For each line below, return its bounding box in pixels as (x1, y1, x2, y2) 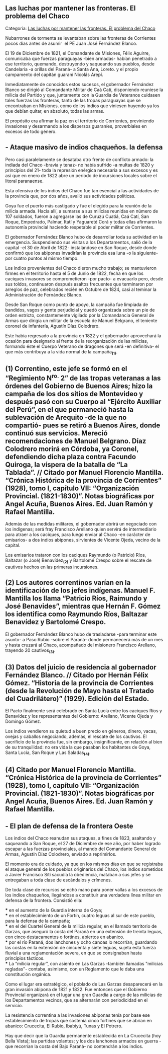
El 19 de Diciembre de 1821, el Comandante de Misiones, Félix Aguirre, (5, 50, 150, 56)
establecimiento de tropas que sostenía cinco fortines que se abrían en (5, 1018, 152, 1024)
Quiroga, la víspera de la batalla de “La (5, 460, 128, 469)
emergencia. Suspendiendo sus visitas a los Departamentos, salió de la (5, 239, 152, 245)
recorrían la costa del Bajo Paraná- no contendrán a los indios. (14, 1043, 143, 1049)
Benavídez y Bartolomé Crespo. (5, 618, 106, 626)
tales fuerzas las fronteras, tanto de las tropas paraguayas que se (5, 97, 141, 103)
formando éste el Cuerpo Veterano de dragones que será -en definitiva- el (5, 343, 159, 349)
